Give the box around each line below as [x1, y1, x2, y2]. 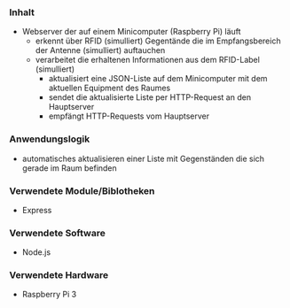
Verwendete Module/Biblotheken [9, 184, 155, 196]
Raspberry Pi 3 [21, 289, 77, 300]
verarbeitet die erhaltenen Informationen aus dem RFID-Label [35, 55, 260, 65]
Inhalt [9, 6, 35, 19]
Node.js [21, 247, 51, 258]
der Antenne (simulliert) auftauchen [35, 45, 166, 56]
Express [21, 204, 52, 215]
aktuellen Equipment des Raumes [48, 82, 171, 94]
